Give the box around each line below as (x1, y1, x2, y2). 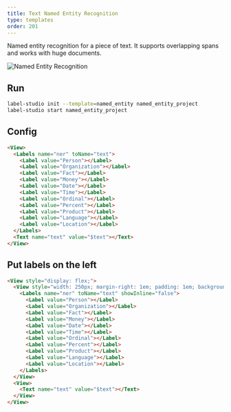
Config (7, 126, 37, 138)
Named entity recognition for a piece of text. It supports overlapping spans (7, 42, 219, 50)
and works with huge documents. (7, 49, 102, 57)
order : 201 (7, 23, 38, 30)
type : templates (7, 17, 54, 23)
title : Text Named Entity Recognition (7, 10, 118, 17)
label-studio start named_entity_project (7, 107, 128, 114)
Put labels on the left (7, 259, 98, 271)
